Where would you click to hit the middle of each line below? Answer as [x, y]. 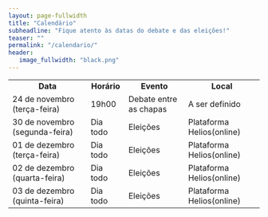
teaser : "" [26, 38]
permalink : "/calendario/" [53, 45]
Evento [154, 86]
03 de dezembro [43, 191]
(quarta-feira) [39, 178]
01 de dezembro [43, 144]
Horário [106, 86]
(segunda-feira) [43, 132]
